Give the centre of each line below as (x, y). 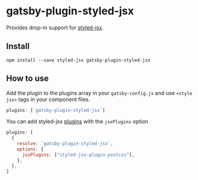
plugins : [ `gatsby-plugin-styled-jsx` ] (56, 110)
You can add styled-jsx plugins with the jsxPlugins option (77, 121)
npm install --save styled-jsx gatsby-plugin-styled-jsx (78, 60)
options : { (30, 150)
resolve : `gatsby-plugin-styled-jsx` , (65, 144)
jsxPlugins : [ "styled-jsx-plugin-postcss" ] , (78, 155)
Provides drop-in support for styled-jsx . (55, 28)
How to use (27, 79)
